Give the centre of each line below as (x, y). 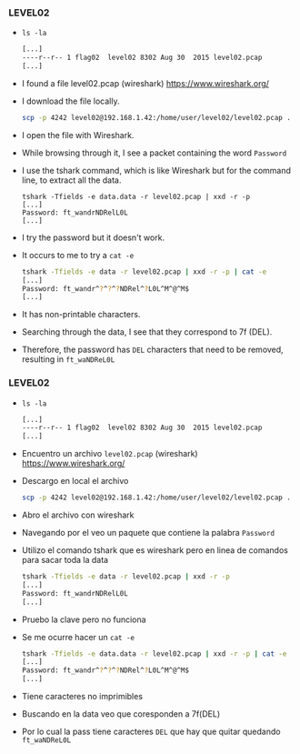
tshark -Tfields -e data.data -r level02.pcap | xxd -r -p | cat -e (154, 653)
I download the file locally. (70, 101)
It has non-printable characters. (81, 315)
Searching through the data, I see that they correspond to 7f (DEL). (147, 332)
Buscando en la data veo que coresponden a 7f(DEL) (120, 714)
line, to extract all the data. (71, 180)
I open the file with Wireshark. (78, 135)
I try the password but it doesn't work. (93, 237)
